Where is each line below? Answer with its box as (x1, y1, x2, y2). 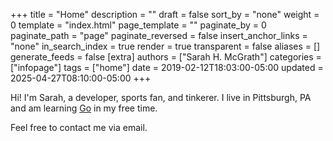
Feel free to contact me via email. (10, 122, 148, 133)
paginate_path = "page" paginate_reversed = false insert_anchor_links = (10, 30, 308, 41)
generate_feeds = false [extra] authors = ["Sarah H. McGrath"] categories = (10, 51, 322, 63)
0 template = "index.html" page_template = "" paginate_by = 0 (10, 19, 267, 31)
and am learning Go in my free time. (10, 102, 158, 114)
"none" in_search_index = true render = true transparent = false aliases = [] (10, 40, 321, 52)
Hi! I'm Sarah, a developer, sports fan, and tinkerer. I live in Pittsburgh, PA (10, 92, 312, 103)
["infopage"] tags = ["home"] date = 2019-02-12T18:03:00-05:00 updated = (10, 62, 324, 73)
